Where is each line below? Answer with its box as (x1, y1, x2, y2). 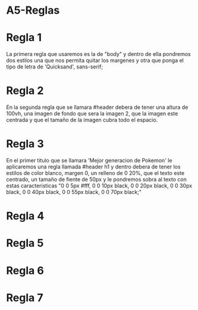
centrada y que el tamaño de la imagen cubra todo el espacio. (6, 117, 158, 124)
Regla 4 (6, 209, 45, 223)
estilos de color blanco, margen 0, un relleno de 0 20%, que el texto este (6, 170, 185, 176)
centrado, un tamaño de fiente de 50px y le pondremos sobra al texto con (6, 176, 187, 183)
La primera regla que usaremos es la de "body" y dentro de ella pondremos (6, 51, 191, 58)
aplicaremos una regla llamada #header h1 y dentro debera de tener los (6, 163, 181, 170)
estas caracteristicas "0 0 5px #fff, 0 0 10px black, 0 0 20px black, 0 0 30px (6, 182, 192, 189)
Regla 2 (6, 84, 44, 98)
